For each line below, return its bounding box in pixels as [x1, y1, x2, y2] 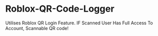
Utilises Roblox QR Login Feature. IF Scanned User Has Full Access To [5, 20, 153, 26]
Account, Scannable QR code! [5, 25, 69, 31]
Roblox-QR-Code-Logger [5, 3, 115, 15]
